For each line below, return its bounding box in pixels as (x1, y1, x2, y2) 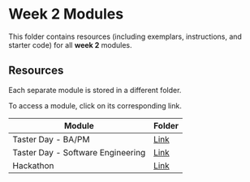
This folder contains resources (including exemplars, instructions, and (8, 32, 242, 41)
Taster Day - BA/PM (12, 133, 90, 145)
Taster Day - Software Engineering (12, 146, 146, 158)
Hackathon (12, 159, 54, 171)
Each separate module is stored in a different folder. (8, 85, 182, 95)
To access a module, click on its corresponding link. (8, 100, 183, 110)
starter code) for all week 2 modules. (8, 40, 132, 49)
